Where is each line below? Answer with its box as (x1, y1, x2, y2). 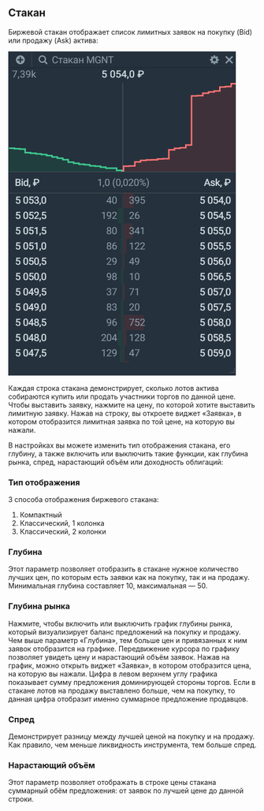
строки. (8, 794, 34, 804)
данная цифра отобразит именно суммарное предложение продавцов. (8, 694, 248, 704)
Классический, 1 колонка (19, 519, 105, 528)
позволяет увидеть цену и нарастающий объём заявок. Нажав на (8, 652, 230, 661)
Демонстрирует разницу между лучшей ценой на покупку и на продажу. (8, 732, 255, 741)
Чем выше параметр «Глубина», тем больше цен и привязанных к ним (8, 635, 247, 645)
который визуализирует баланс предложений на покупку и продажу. (8, 627, 242, 637)
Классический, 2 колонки (19, 527, 106, 537)
